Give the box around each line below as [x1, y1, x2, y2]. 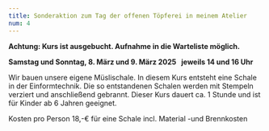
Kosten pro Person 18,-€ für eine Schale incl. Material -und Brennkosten [8, 113, 248, 123]
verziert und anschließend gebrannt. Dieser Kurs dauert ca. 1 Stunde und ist [8, 89, 261, 99]
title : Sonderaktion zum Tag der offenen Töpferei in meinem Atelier [8, 11, 248, 20]
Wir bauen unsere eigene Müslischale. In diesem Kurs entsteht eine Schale [8, 72, 257, 82]
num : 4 [8, 19, 31, 27]
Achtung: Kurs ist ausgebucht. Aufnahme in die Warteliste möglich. [8, 41, 241, 51]
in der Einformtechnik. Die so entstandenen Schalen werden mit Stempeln [8, 81, 254, 91]
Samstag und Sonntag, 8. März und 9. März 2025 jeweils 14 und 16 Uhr [8, 57, 254, 67]
